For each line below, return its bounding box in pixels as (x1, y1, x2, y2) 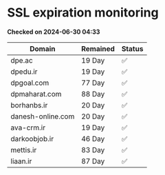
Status (121, 43, 144, 53)
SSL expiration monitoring (7, 5, 159, 21)
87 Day (81, 156, 105, 166)
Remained (81, 43, 115, 53)
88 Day (81, 89, 105, 99)
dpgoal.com (10, 78, 49, 87)
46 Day (81, 134, 105, 143)
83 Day (81, 145, 105, 154)
